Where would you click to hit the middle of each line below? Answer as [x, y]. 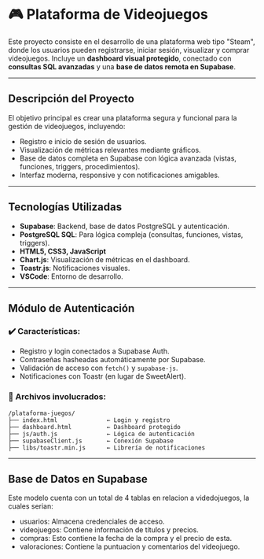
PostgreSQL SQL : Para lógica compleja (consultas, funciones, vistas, [131, 234]
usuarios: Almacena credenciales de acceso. [92, 522]
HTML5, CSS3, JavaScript [62, 251]
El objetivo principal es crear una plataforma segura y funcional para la [123, 117]
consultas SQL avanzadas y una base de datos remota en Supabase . [122, 66]
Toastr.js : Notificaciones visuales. [75, 268]
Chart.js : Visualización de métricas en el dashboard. [104, 259]
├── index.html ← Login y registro [89, 420]
